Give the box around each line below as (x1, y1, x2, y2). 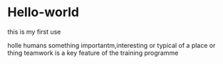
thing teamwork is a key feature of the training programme (7, 49, 179, 57)
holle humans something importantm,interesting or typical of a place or (7, 41, 216, 49)
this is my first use (7, 27, 61, 36)
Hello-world (7, 4, 80, 20)
